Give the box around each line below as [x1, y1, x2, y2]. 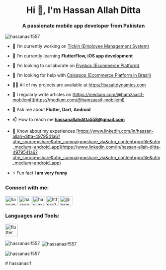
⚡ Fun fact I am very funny [12, 170, 68, 176]
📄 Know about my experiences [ [12, 128, 78, 134]
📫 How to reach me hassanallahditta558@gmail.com [12, 117, 125, 123]
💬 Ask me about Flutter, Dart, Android [12, 107, 91, 113]
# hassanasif [5, 260, 31, 266]
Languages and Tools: [5, 212, 60, 219]
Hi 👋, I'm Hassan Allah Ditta [26, 4, 141, 16]
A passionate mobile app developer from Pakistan [22, 22, 145, 29]
